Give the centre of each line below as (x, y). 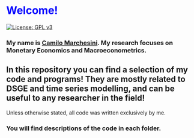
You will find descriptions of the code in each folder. (84, 128)
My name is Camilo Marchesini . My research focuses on (89, 43)
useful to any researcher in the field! (76, 98)
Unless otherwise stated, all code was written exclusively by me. (86, 113)
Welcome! (32, 11)
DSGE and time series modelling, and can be (91, 89)
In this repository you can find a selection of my (97, 70)
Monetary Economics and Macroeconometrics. (77, 50)
